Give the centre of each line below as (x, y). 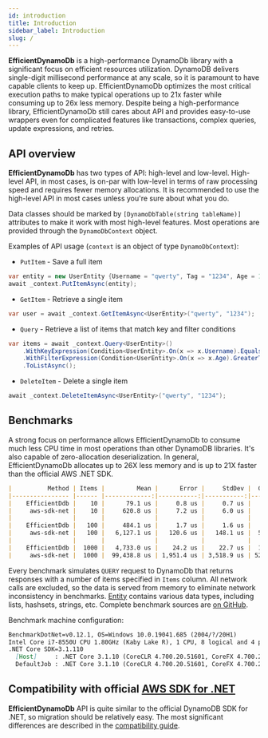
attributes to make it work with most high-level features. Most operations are (134, 222)
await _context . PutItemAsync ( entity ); (73, 284)
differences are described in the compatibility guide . (94, 725)
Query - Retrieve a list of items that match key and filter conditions (128, 329)
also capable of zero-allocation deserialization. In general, (104, 457)
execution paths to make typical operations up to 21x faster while (115, 95)
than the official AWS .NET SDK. (61, 474)
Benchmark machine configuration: (66, 620)
